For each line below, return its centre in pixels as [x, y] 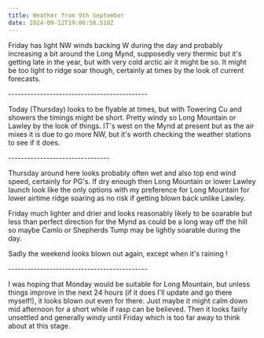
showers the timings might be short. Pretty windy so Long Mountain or [122, 117]
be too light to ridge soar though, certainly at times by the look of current [126, 70]
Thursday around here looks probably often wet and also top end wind [122, 173]
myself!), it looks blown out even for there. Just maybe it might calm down [128, 300]
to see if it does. [34, 142]
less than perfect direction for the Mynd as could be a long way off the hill [128, 222]
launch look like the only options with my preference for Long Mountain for [129, 189]
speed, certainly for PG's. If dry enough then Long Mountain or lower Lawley [132, 181]
